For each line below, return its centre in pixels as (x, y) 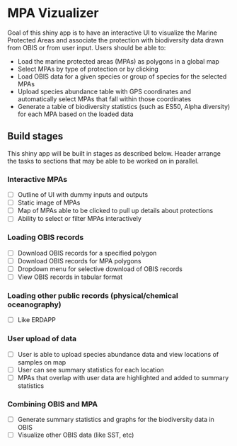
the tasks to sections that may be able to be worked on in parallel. (103, 161)
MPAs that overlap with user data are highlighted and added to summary (123, 377)
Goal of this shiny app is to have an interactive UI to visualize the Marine (112, 33)
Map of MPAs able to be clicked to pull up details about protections (115, 211)
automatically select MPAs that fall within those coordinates (104, 99)
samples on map (42, 362)
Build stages (35, 136)
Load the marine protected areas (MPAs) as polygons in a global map (118, 61)
